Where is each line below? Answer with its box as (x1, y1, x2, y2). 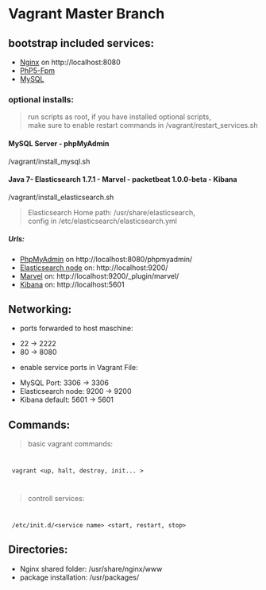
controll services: (27, 493, 85, 503)
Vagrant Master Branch (8, 5, 165, 23)
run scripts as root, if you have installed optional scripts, (27, 112, 212, 121)
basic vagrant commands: (27, 439, 114, 449)
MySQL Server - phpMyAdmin (8, 138, 110, 148)
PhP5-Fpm (19, 66, 56, 75)
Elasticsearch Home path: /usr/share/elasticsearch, (27, 207, 196, 217)
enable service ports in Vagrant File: (19, 363, 138, 372)
